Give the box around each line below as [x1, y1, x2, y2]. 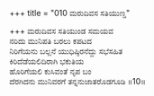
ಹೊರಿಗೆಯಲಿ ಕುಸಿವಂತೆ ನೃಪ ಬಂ [9, 66, 92, 76]
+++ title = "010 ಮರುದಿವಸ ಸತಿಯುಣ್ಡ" [9, 8, 131, 18]
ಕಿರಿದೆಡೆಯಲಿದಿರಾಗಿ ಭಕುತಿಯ [9, 56, 85, 66]
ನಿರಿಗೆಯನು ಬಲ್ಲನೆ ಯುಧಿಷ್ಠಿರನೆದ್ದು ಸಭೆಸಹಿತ [9, 46, 123, 57]
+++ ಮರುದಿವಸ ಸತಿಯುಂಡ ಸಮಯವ [9, 26, 114, 36]
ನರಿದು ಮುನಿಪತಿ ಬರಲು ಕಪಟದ [9, 36, 93, 46]
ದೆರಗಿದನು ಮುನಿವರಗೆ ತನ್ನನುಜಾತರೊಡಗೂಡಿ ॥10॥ [9, 76, 146, 86]
